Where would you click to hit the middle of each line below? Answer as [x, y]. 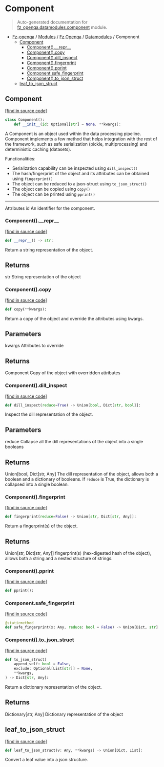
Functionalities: [20, 158]
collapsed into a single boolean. [37, 484]
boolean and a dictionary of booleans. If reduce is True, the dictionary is [77, 479]
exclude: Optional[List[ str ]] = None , [53, 669]
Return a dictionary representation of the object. [53, 687]
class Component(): [25, 120]
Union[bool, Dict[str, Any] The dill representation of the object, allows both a [82, 474]
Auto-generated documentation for [52, 22]
